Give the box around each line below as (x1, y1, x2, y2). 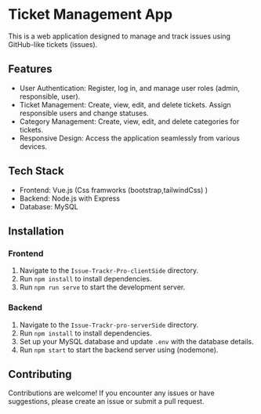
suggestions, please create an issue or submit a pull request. (8, 397, 205, 406)
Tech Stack (8, 165, 64, 178)
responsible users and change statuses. (19, 108, 149, 118)
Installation (8, 224, 64, 238)
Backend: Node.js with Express (19, 194, 120, 203)
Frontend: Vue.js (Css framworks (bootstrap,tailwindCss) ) (19, 185, 208, 194)
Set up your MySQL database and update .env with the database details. (19, 336, 254, 346)
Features (8, 63, 53, 76)
